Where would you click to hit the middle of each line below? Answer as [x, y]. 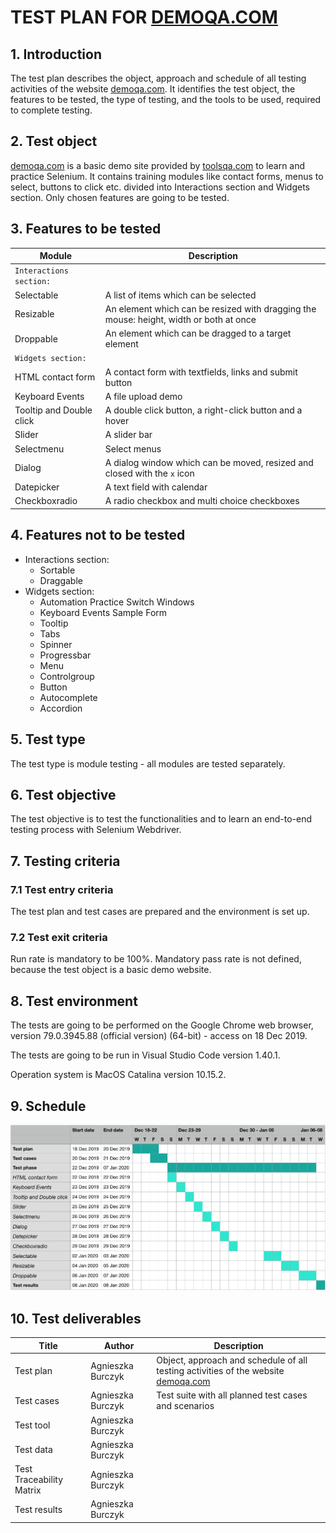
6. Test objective [63, 794]
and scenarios [185, 1406]
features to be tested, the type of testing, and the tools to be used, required [166, 99]
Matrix [28, 1490]
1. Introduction [56, 54]
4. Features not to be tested [98, 535]
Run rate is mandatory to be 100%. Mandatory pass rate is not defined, [156, 959]
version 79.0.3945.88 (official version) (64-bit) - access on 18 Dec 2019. [159, 1036]
